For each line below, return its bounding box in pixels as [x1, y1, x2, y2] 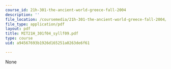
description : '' [5, 12, 40, 17]
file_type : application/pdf [5, 21, 65, 27]
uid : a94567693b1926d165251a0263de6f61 [5, 41, 90, 46]
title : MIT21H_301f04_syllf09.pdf [5, 31, 79, 36]
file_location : [5, 17, 38, 22]
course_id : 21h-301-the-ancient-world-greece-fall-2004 [5, 7, 126, 13]
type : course [5, 36, 33, 41]
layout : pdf [5, 26, 31, 31]
